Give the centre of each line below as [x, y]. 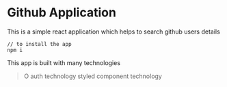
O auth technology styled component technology [93, 76]
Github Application [62, 13]
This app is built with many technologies [64, 62]
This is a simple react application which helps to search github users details [113, 32]
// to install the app [39, 44]
